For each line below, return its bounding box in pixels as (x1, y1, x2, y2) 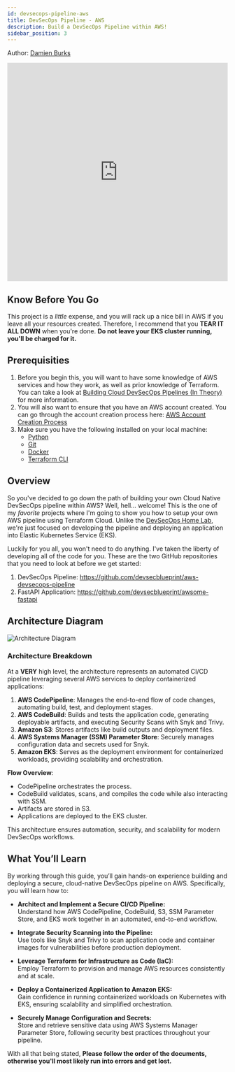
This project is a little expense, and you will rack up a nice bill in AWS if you (7, 312, 224, 321)
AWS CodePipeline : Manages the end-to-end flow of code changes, (17, 695, 215, 704)
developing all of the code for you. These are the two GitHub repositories (7, 551, 218, 560)
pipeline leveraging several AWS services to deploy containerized (7, 674, 197, 683)
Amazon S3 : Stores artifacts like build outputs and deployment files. (17, 725, 215, 734)
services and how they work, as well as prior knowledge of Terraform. (17, 380, 220, 389)
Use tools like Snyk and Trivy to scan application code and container (17, 936, 215, 944)
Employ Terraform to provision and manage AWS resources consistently (17, 964, 225, 972)
